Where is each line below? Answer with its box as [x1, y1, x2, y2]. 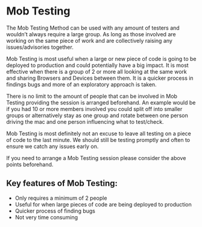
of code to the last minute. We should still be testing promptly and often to [6, 136, 191, 143]
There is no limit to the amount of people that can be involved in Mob [6, 92, 178, 100]
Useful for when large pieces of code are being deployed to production [14, 200, 192, 208]
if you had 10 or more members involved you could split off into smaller [6, 105, 183, 112]
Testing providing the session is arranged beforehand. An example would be [6, 98, 196, 106]
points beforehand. [6, 161, 54, 168]
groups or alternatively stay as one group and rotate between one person [6, 112, 188, 119]
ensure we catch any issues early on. [6, 142, 99, 150]
